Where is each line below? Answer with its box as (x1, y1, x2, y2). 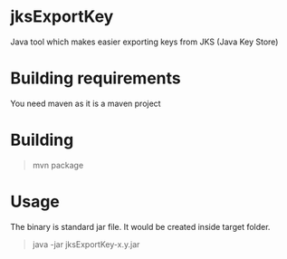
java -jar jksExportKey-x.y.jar (32, 238, 140, 250)
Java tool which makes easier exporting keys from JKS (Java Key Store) (10, 36, 279, 47)
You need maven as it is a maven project (10, 98, 161, 109)
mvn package (32, 159, 84, 170)
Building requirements (10, 68, 181, 89)
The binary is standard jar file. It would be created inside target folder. (10, 221, 271, 232)
